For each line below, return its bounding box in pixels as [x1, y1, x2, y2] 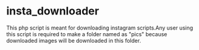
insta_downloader [6, 4, 99, 18]
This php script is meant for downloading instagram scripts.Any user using [6, 24, 194, 31]
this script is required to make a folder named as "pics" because [6, 30, 167, 37]
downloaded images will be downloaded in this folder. [6, 37, 141, 44]
